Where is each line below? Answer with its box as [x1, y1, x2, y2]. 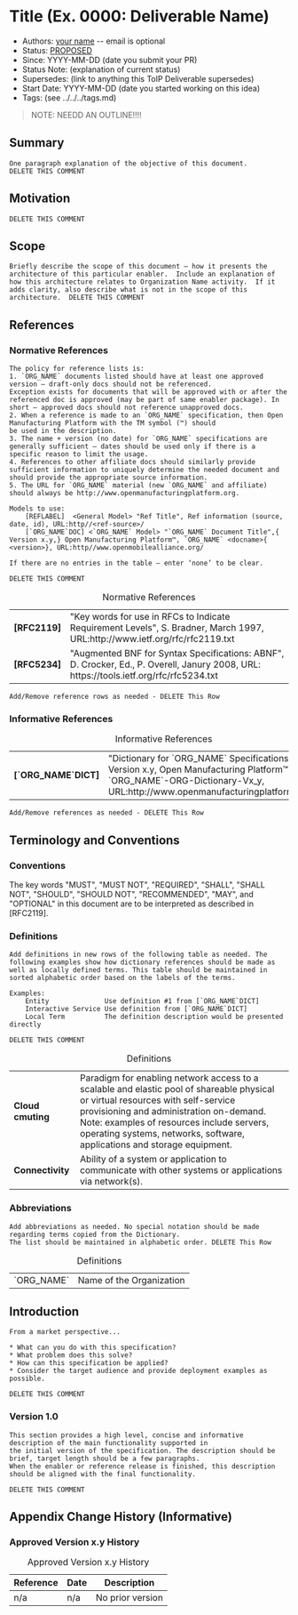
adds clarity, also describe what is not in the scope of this [9, 285, 248, 294]
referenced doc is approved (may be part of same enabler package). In [9, 396, 279, 405]
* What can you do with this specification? [9, 1343, 176, 1353]
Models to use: [9, 504, 66, 513]
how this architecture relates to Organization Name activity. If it [9, 277, 276, 286]
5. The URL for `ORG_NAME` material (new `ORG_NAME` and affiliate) [9, 481, 268, 490]
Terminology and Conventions [9, 832, 180, 848]
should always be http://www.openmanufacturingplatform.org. [9, 489, 240, 498]
